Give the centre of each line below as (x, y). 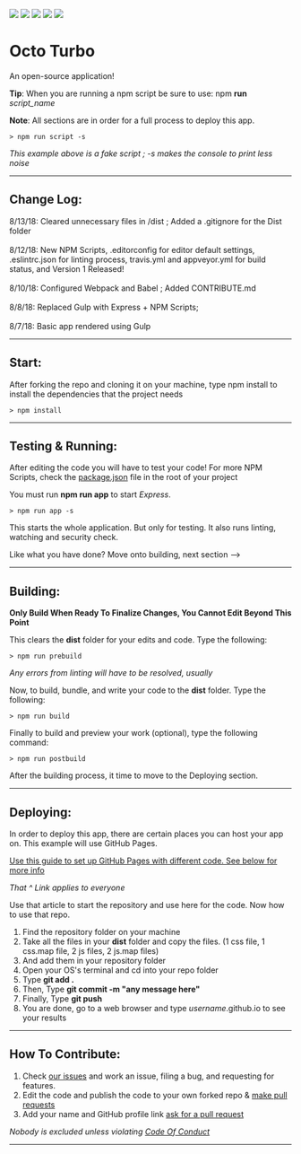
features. (39, 1085)
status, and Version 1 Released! (67, 268)
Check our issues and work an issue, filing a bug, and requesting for (148, 1076)
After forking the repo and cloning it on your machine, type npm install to (143, 384)
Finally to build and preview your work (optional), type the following (133, 733)
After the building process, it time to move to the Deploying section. (133, 775)
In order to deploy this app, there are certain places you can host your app (146, 834)
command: (29, 743)
